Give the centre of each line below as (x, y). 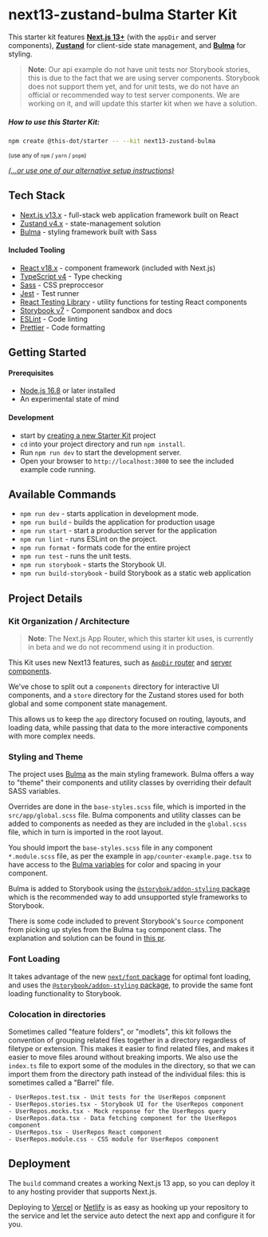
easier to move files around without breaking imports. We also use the (123, 1057)
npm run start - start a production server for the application (118, 530)
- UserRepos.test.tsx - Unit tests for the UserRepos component (117, 1097)
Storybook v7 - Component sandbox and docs (96, 310)
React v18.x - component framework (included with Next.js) (118, 268)
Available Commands (62, 494)
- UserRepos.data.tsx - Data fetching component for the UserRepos (123, 1118)
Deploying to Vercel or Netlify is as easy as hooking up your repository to (128, 1207)
